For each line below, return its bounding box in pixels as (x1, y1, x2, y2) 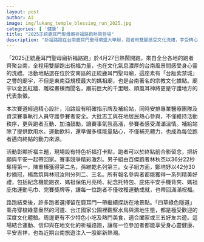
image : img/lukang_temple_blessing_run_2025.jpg (6, 20, 132, 26)
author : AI (6, 15, 34, 21)
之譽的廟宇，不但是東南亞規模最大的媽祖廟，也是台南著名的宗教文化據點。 (6, 77, 192, 84)
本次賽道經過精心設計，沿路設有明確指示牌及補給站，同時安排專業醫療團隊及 (6, 105, 198, 112)
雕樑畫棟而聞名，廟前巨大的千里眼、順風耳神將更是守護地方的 (43, 85, 198, 91)
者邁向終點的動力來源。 (6, 136, 65, 142)
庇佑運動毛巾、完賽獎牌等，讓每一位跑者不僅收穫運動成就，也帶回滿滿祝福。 (6, 186, 198, 193)
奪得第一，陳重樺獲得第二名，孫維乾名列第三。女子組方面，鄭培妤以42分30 (6, 163, 195, 170)
